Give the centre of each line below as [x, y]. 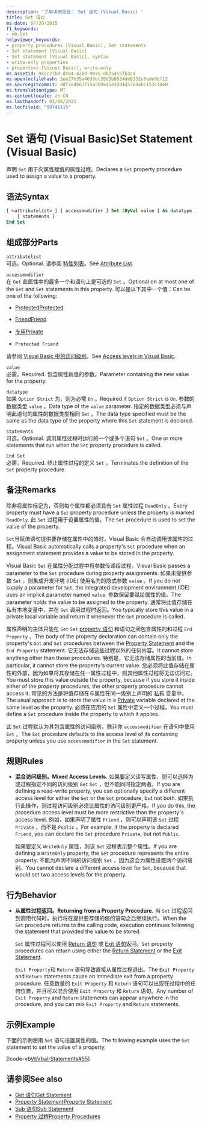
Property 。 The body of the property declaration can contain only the [92, 636]
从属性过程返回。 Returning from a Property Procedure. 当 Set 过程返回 [104, 911]
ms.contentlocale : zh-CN [37, 96]
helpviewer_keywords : [33, 40]
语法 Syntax [28, 197]
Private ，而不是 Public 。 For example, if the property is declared [97, 827]
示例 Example [31, 1024]
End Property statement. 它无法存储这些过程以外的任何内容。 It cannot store [100, 650]
